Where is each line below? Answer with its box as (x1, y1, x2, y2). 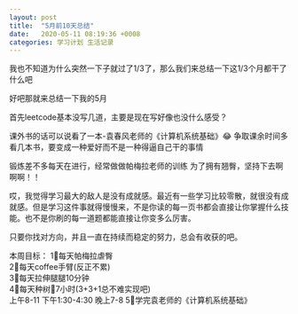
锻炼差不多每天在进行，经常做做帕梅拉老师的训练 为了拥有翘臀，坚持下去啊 (9, 161, 284, 171)
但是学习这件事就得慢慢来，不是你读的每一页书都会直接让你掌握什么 (32, 201, 281, 213)
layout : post (9, 12, 58, 22)
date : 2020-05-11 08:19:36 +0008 (9, 29, 141, 38)
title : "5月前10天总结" (9, 21, 95, 30)
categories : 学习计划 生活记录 (9, 37, 114, 47)
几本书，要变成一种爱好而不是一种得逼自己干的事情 (16, 142, 204, 153)
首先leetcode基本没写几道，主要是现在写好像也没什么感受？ (9, 112, 228, 122)
